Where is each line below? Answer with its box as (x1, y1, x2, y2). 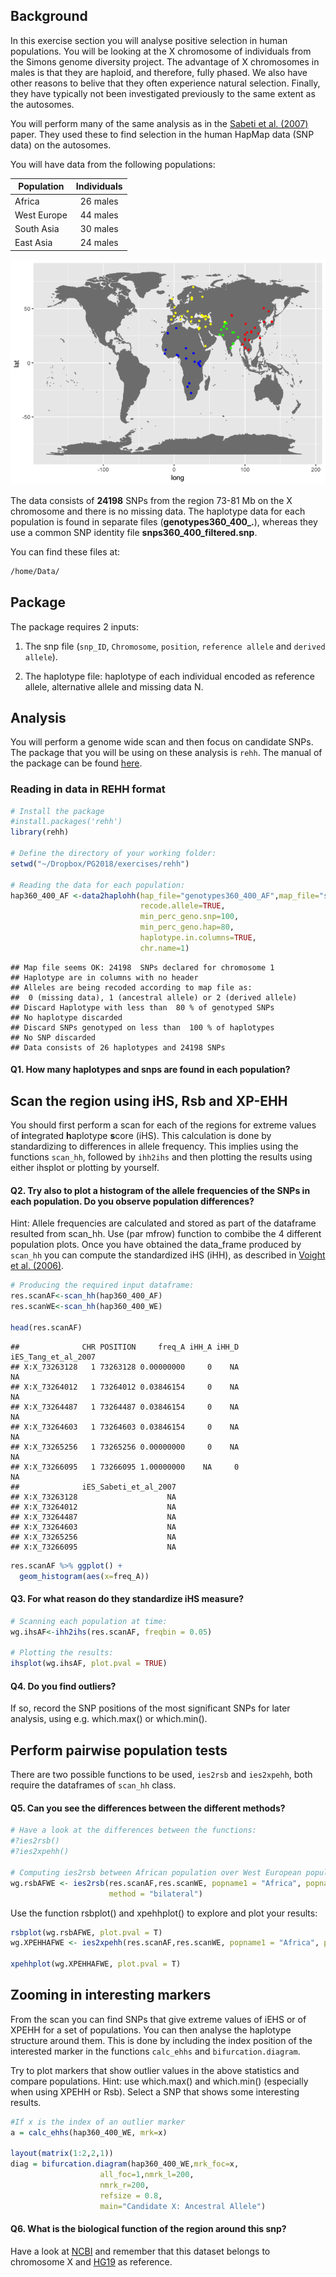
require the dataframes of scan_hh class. (10, 1779, 177, 1791)
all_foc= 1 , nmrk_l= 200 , (99, 2170, 195, 2180)
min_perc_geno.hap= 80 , (139, 922, 235, 933)
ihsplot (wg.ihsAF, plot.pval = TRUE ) (10, 1659, 168, 1669)
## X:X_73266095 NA (10, 1542, 177, 1552)
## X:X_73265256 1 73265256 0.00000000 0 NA (10, 1442, 240, 1452)
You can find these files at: (10, 545, 121, 558)
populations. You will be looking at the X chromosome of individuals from (10, 45, 312, 57)
